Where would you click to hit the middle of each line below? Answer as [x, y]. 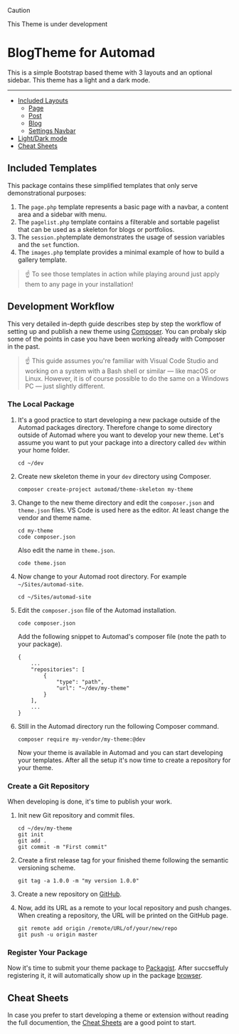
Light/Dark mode [42, 138]
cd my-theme [35, 531]
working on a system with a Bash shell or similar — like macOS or [121, 371]
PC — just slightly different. [65, 386]
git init [31, 835]
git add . [32, 841]
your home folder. [44, 450]
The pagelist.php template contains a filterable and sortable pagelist [118, 222]
